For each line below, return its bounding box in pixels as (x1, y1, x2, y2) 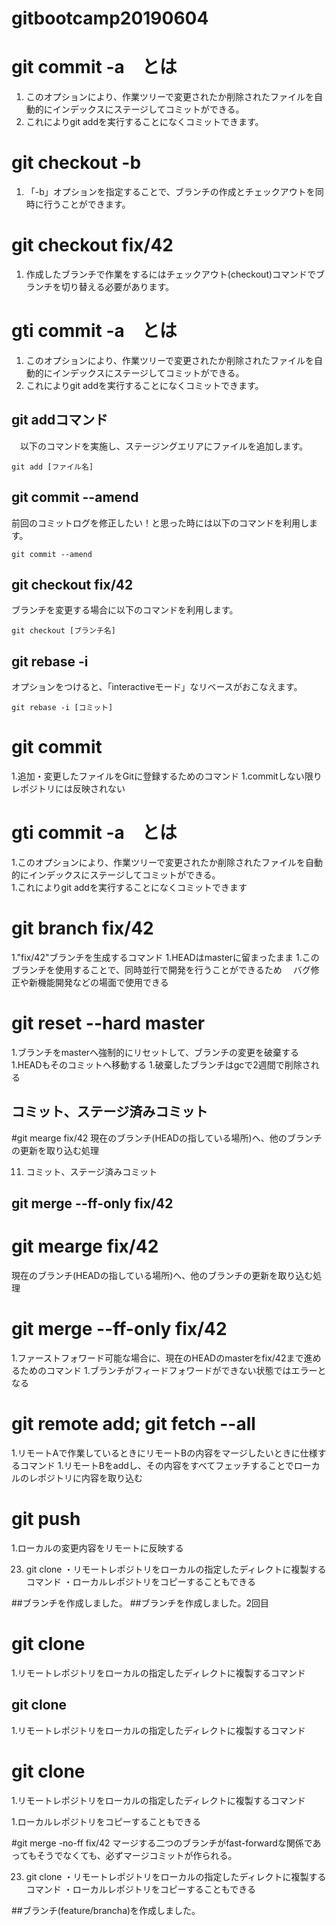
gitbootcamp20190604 (11, 7, 209, 30)
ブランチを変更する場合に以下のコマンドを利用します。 (11, 604, 239, 616)
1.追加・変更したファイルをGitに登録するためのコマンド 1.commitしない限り (11, 770, 323, 782)
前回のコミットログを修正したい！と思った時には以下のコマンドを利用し (11, 517, 309, 529)
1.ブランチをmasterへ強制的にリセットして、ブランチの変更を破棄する (11, 1046, 299, 1058)
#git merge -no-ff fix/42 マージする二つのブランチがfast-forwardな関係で (11, 1837, 313, 1849)
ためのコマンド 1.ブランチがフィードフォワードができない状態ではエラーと (19, 1365, 327, 1377)
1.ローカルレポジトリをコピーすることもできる (11, 1815, 201, 1827)
